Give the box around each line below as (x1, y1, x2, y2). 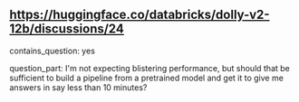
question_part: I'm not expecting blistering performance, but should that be (9, 62, 290, 73)
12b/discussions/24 (9, 22, 124, 37)
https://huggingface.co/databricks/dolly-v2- (9, 7, 270, 23)
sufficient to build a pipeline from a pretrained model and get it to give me (9, 72, 284, 83)
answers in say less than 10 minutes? (9, 81, 148, 93)
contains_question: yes (9, 45, 95, 56)
